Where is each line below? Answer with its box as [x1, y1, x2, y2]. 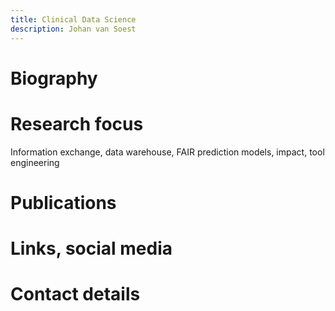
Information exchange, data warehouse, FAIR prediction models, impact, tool [10, 146, 325, 158]
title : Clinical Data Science [10, 14, 137, 25]
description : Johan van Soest [10, 24, 137, 34]
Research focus [10, 112, 144, 135]
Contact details [10, 283, 141, 306]
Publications [10, 191, 117, 214]
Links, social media [10, 237, 173, 260]
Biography [10, 67, 98, 90]
